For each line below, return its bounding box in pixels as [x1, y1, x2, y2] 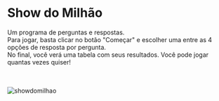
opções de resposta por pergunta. [7, 43, 107, 51]
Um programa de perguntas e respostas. [7, 28, 125, 36]
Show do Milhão [7, 5, 103, 21]
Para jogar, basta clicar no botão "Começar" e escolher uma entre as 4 [7, 35, 213, 43]
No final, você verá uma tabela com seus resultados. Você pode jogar [7, 50, 209, 59]
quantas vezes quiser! [7, 58, 72, 66]
